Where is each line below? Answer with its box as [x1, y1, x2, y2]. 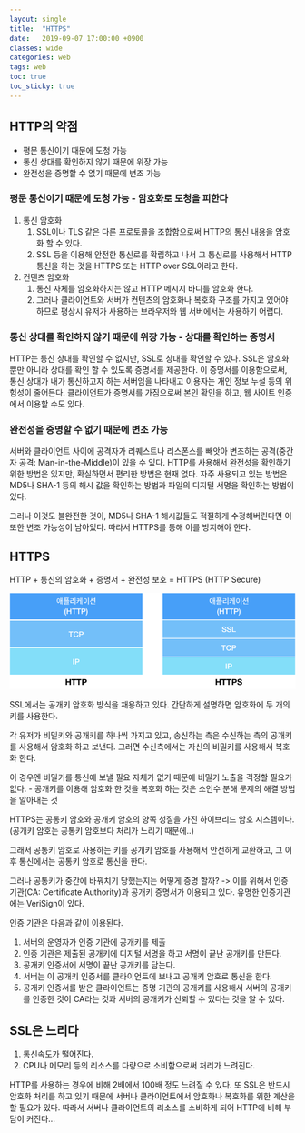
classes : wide [9, 44, 64, 53]
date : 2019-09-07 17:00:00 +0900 [9, 34, 144, 43]
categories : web [9, 53, 71, 63]
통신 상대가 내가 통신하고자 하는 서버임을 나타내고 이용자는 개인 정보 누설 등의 [9, 376, 283, 386]
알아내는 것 [18, 795, 59, 806]
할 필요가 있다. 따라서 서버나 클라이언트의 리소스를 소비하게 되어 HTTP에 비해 [9, 1102, 283, 1113]
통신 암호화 [22, 215, 63, 226]
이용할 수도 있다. [25, 398, 84, 409]
